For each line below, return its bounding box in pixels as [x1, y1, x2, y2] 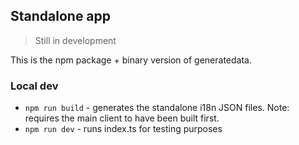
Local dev [10, 79, 59, 93]
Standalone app [10, 8, 112, 25]
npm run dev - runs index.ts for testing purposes [24, 123, 223, 135]
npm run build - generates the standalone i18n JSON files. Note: [24, 102, 290, 114]
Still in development [34, 34, 117, 46]
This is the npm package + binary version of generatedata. [10, 54, 252, 66]
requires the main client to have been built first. [24, 112, 220, 124]
